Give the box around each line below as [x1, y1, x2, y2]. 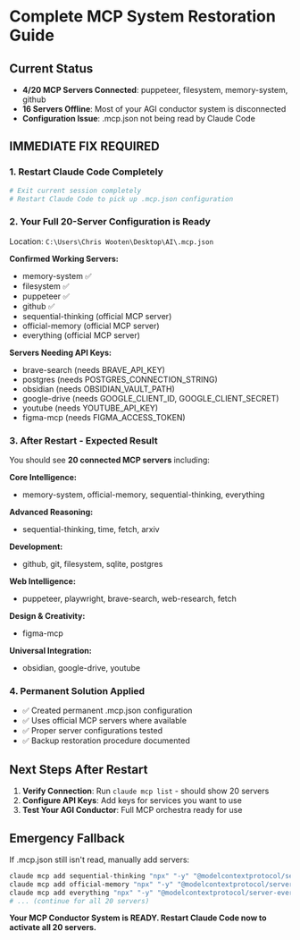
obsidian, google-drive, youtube [21, 663, 141, 673]
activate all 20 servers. [9, 922, 96, 933]
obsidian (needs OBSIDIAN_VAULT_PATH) [21, 383, 176, 394]
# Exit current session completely [9, 186, 142, 195]
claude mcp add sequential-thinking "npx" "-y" [9, 871, 190, 880]
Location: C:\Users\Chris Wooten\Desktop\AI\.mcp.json [9, 235, 214, 247]
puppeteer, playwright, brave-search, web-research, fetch [21, 593, 237, 605]
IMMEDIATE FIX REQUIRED [9, 139, 160, 154]
